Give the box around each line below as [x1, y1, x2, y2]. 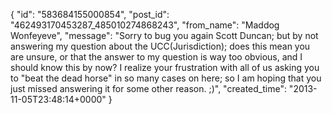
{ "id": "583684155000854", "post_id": [10, 9, 170, 20]
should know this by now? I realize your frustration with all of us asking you [10, 62, 320, 73]
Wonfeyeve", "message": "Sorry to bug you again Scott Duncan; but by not [10, 30, 319, 41]
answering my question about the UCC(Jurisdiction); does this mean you [10, 40, 311, 52]
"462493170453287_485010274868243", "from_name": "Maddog [10, 19, 280, 31]
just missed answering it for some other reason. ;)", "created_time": [10, 83, 287, 94]
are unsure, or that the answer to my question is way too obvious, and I [10, 51, 303, 63]
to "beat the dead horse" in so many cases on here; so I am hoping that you [10, 72, 322, 84]
